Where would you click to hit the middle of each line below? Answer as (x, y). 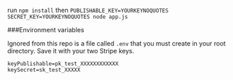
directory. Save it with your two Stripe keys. (71, 51)
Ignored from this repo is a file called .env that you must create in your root (116, 44)
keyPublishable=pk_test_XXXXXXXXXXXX (63, 64)
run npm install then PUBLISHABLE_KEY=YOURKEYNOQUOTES (88, 10)
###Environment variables (46, 30)
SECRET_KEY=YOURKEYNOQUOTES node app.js (68, 17)
